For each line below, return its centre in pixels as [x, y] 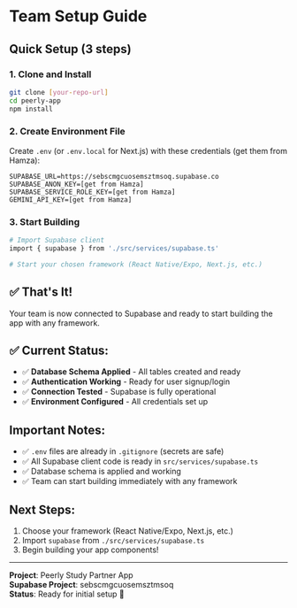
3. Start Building [45, 221]
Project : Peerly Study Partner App [72, 575]
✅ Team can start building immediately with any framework [129, 481]
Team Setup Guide [78, 16]
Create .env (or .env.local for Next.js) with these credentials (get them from [148, 150]
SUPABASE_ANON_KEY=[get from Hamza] [76, 184]
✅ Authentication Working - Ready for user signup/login [126, 381]
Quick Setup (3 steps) [70, 49]
